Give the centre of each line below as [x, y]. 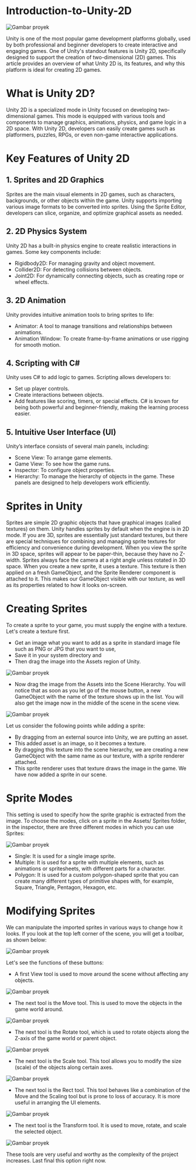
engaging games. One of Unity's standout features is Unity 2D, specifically [96, 51]
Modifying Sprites [51, 911]
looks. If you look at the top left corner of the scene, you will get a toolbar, [95, 933]
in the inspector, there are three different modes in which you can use [90, 827]
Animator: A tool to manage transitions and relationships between [93, 326]
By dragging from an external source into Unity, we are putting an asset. [101, 737]
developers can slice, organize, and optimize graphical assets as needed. [94, 213]
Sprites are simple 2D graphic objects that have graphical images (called [94, 523]
